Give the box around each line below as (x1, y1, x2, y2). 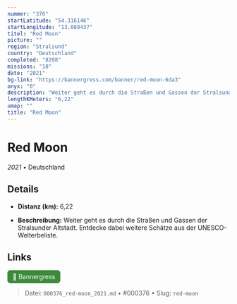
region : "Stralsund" (7, 43, 68, 50)
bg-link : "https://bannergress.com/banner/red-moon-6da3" (7, 76, 181, 83)
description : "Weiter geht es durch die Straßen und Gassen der (7, 89, 200, 96)
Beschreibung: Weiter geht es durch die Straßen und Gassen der (17, 216, 208, 224)
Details (7, 183, 39, 195)
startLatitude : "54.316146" (7, 17, 90, 24)
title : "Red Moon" (7, 109, 61, 116)
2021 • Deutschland (7, 163, 66, 171)
